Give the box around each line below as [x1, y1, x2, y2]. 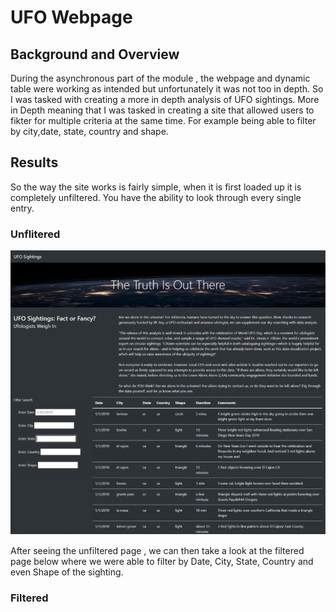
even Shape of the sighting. [10, 566, 124, 578]
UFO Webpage [10, 6, 133, 29]
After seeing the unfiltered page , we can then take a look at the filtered [10, 544, 305, 556]
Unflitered [10, 227, 61, 241]
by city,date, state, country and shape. [10, 126, 169, 137]
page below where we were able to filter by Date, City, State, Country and [10, 555, 314, 567]
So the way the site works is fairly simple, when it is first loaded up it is [10, 181, 302, 193]
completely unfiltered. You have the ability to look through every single [10, 191, 302, 203]
